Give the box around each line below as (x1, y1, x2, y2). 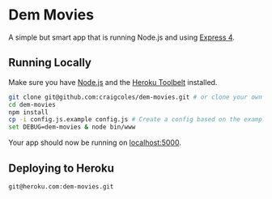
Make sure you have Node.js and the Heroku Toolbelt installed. (8, 77, 218, 87)
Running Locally (8, 56, 91, 70)
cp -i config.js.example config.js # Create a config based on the (8, 116, 241, 124)
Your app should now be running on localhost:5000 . (8, 138, 182, 147)
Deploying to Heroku (8, 161, 115, 175)
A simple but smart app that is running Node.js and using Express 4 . (8, 32, 235, 42)
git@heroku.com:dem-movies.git (8, 182, 114, 191)
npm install (8, 108, 49, 116)
